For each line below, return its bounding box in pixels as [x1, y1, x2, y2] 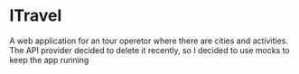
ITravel [9, 5, 62, 26]
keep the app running [9, 54, 89, 65]
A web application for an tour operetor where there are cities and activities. [9, 35, 289, 46]
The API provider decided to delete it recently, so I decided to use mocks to [9, 44, 291, 55]
